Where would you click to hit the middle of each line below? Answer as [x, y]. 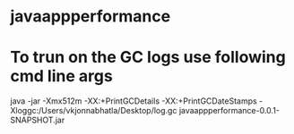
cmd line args [61, 76]
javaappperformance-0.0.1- [229, 111]
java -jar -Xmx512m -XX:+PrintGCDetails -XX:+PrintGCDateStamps [134, 101]
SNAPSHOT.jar [38, 120]
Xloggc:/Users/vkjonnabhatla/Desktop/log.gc [94, 111]
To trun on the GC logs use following [148, 58]
